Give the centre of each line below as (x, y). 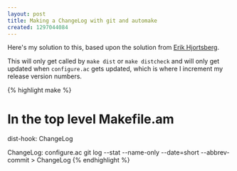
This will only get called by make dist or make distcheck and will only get (113, 61)
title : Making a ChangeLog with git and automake (83, 21)
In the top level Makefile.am (91, 119)
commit (19, 160)
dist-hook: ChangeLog (40, 139)
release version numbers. (44, 76)
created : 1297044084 (38, 27)
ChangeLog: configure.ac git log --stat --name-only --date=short (103, 152)
